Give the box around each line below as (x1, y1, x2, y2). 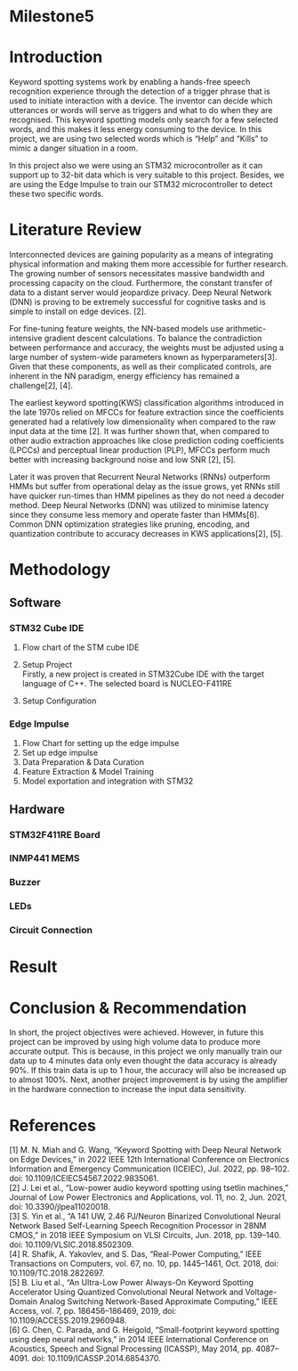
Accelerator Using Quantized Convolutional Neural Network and (9, 1286, 244, 1298)
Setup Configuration (21, 695, 97, 706)
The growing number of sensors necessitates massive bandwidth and (9, 268, 265, 279)
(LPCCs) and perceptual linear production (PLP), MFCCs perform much (9, 445, 270, 456)
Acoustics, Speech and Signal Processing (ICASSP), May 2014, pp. (9, 1343, 254, 1354)
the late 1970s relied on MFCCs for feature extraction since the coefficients (9, 407, 285, 418)
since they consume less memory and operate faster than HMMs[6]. (9, 510, 260, 521)
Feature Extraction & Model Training (21, 767, 154, 777)
